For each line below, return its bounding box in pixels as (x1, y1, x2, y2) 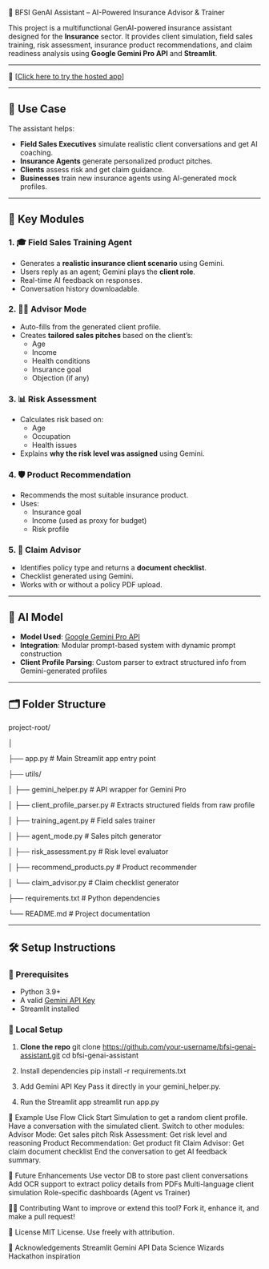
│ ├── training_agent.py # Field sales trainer (8, 816, 156, 825)
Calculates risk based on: (19, 415, 104, 425)
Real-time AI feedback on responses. (19, 275, 143, 284)
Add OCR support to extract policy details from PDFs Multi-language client (8, 1179, 255, 1189)
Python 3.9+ (19, 987, 62, 997)
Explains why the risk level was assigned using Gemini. (19, 449, 205, 458)
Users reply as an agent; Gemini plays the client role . (19, 267, 196, 276)
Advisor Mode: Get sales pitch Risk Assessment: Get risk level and (8, 1130, 227, 1139)
